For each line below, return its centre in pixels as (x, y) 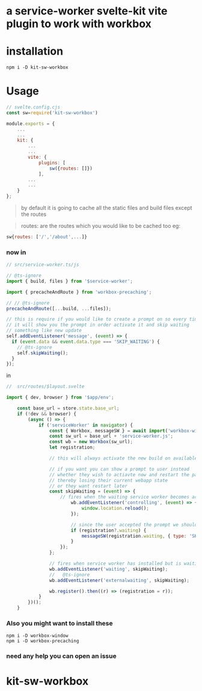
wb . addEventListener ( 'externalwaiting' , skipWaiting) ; (119, 580)
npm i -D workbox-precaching (43, 641)
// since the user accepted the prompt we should (134, 524)
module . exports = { (31, 124)
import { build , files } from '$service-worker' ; (70, 281)
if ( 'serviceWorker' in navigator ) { (86, 425)
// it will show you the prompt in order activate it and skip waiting (98, 325)
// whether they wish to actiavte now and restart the (119, 474)
